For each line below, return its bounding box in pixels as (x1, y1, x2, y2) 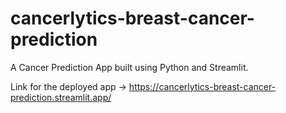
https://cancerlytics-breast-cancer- (128, 80, 277, 92)
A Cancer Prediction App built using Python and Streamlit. (10, 61, 249, 73)
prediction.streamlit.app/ (10, 91, 112, 103)
